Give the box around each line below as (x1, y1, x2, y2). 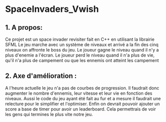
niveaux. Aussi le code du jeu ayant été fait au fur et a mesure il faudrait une (5, 95, 161, 101)
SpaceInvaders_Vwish (5, 3, 99, 15)
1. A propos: (5, 23, 43, 32)
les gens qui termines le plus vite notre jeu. (5, 111, 93, 117)
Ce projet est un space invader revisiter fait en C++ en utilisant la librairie (5, 36, 155, 42)
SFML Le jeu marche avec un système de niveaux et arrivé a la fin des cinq (5, 42, 159, 48)
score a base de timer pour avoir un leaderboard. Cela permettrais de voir (5, 106, 157, 112)
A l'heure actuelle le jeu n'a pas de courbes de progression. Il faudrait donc (5, 85, 160, 91)
